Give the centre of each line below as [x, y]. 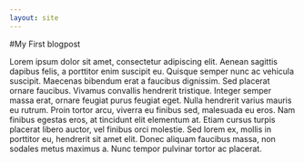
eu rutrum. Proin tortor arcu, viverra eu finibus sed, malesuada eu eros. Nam [152, 109]
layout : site [34, 18]
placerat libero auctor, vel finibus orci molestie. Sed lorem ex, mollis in [140, 129]
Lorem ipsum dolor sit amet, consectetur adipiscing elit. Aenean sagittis [144, 61]
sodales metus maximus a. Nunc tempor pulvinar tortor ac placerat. [136, 148]
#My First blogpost [45, 44]
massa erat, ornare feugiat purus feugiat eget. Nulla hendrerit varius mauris [151, 100]
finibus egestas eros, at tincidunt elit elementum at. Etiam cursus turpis [142, 119]
